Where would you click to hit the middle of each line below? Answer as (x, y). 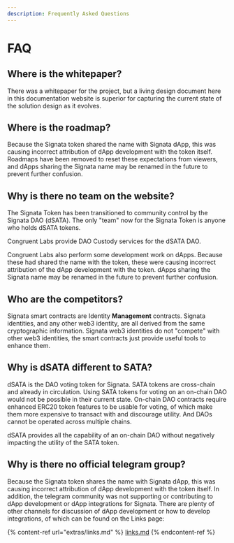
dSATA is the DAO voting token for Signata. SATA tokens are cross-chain (111, 384)
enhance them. (29, 346)
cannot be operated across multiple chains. (70, 421)
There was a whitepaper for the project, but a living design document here (114, 91)
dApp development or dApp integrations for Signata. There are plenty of (111, 503)
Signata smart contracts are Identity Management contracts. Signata (107, 316)
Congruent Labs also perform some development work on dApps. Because (115, 255)
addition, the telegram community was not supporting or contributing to (110, 496)
